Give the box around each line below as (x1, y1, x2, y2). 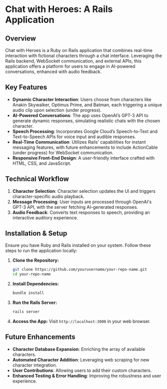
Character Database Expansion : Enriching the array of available (12, 346, 145, 352)
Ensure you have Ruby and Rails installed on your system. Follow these (5, 242, 151, 248)
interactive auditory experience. (12, 214, 78, 221)
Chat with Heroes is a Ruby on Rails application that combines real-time (5, 48, 152, 53)
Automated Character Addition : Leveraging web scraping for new (12, 356, 149, 362)
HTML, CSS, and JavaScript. (12, 160, 71, 166)
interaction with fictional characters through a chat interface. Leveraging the (5, 53, 162, 59)
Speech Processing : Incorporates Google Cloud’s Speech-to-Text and (12, 128, 158, 134)
